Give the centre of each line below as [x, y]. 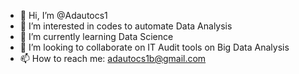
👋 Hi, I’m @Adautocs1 [63, 15]
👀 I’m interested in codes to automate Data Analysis [126, 26]
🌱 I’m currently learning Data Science [96, 36]
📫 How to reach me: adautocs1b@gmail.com [113, 58]
